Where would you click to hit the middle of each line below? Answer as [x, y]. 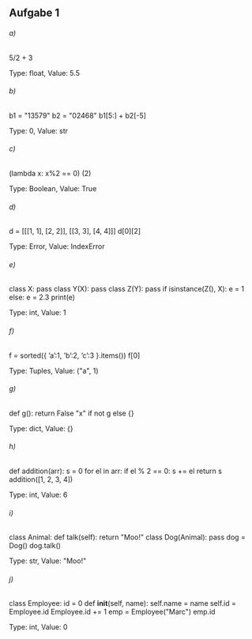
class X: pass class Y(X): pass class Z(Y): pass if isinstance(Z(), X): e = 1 [127, 289]
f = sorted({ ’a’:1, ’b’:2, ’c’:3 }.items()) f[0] [75, 355]
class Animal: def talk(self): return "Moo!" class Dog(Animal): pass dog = [127, 537]
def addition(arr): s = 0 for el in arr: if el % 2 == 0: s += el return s [115, 471]
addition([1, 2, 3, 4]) [41, 479]
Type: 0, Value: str [39, 130]
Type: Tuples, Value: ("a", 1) [54, 370]
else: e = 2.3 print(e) [42, 297]
